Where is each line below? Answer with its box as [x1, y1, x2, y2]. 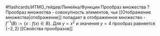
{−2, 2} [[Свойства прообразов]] [5, 25, 73, 31]
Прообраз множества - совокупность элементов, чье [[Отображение [5, 9, 151, 15]
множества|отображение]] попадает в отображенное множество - [5, 15, 146, 20]
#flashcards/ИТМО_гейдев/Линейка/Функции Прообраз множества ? [5, 4, 150, 10]
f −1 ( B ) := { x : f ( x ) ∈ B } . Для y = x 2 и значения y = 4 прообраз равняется [5, 19, 156, 26]
